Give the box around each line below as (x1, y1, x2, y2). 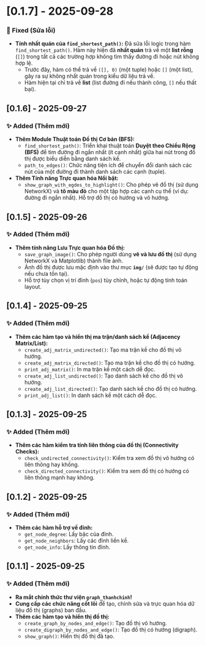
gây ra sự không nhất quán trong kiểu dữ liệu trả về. (24, 72, 155, 80)
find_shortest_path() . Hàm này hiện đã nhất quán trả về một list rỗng (15, 46, 193, 54)
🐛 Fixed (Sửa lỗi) (6, 26, 56, 35)
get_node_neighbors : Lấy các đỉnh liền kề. (24, 536, 129, 544)
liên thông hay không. (24, 461, 80, 469)
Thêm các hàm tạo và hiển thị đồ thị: (15, 613, 110, 620)
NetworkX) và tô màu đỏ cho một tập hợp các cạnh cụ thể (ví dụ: (24, 188, 188, 195)
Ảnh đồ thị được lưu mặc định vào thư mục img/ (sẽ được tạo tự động (24, 263, 199, 270)
